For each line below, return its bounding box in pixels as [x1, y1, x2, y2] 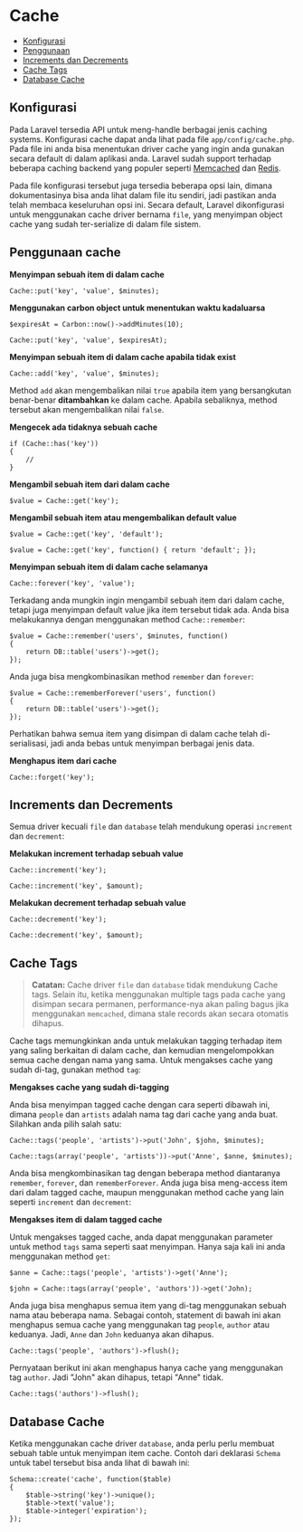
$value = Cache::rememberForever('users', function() [9, 689, 217, 698]
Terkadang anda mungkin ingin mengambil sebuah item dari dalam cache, [9, 595, 285, 605]
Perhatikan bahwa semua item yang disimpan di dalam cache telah [9, 728, 259, 738]
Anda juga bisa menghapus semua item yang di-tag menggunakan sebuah [9, 1300, 287, 1311]
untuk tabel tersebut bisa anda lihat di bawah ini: [9, 1458, 190, 1468]
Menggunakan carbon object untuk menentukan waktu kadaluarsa [9, 302, 266, 313]
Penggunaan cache [9, 245, 121, 261]
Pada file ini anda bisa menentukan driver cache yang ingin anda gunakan [9, 143, 285, 154]
